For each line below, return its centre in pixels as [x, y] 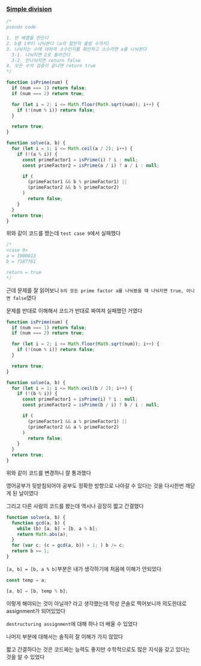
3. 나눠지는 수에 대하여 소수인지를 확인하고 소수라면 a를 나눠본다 [76, 49]
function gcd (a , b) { [39, 523]
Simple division [29, 9]
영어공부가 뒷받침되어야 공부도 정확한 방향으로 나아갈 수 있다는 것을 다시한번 [95, 485]
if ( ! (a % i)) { [37, 154]
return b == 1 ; [31, 551]
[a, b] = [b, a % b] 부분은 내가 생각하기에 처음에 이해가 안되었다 [84, 568]
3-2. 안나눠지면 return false [46, 60]
